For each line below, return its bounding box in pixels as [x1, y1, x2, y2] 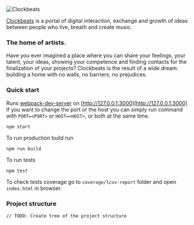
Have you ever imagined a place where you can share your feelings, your [6, 52, 186, 59]
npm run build [6, 146, 42, 152]
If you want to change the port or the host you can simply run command [6, 106, 183, 113]
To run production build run [6, 134, 73, 141]
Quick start [6, 86, 40, 94]
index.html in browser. [6, 184, 62, 192]
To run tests [6, 156, 36, 164]
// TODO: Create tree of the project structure [6, 212, 127, 219]
